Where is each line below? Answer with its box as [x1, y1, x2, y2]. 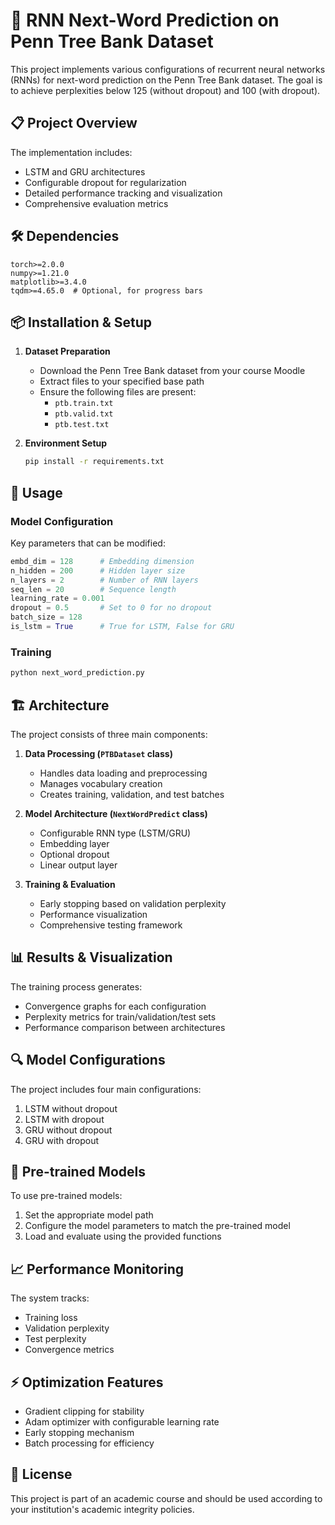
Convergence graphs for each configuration [24, 1000, 207, 1012]
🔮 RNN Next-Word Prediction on [10, 9, 280, 32]
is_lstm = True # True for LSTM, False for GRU [10, 622, 235, 632]
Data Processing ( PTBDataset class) [24, 747, 173, 759]
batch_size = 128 [10, 612, 83, 623]
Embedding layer [39, 837, 110, 849]
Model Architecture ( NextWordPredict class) [24, 807, 208, 819]
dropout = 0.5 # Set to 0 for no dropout [10, 603, 213, 613]
